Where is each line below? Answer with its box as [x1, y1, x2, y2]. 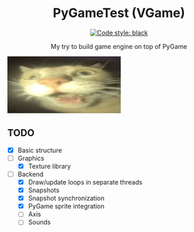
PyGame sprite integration [28, 202, 105, 211]
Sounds [28, 218, 51, 226]
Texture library [28, 162, 72, 170]
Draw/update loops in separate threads [28, 178, 143, 186]
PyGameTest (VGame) [52, 5, 186, 21]
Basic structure [17, 145, 62, 154]
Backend [17, 170, 44, 178]
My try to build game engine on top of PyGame [50, 42, 188, 50]
